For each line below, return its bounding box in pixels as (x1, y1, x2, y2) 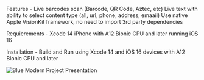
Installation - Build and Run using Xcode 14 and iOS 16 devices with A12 (6, 48, 186, 56)
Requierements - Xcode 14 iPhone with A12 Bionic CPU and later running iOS (6, 30, 199, 37)
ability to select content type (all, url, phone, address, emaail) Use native (6, 12, 188, 19)
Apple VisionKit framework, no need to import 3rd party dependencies (6, 18, 183, 25)
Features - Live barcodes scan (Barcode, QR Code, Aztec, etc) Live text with (6, 5, 198, 12)
